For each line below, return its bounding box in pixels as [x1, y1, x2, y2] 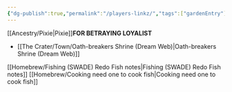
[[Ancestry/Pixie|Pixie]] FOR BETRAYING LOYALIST [7, 29, 153, 37]
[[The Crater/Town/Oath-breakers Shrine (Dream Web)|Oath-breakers [17, 42, 217, 50]
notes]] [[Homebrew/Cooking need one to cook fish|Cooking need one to [7, 70, 216, 78]
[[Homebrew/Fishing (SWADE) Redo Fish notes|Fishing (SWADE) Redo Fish [7, 62, 221, 71]
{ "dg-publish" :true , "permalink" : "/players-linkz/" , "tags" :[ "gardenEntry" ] [7, 10, 227, 17]
